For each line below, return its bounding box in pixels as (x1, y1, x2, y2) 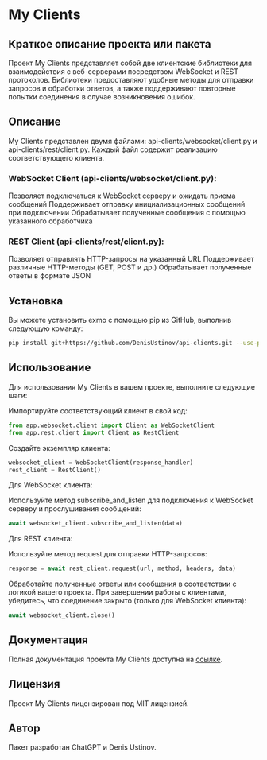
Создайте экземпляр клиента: (8, 443, 111, 452)
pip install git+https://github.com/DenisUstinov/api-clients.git (8, 339, 233, 347)
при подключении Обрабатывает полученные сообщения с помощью (8, 208, 246, 218)
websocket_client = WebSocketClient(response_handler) (8, 459, 194, 467)
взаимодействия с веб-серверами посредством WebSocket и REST (8, 67, 239, 76)
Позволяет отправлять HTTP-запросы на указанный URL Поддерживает (8, 254, 254, 264)
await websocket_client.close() (8, 611, 115, 619)
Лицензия (8, 677, 60, 691)
